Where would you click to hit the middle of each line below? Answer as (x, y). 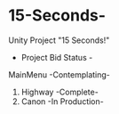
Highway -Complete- (59, 92)
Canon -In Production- (62, 101)
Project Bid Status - (57, 57)
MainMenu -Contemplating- (59, 74)
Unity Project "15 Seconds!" (59, 40)
